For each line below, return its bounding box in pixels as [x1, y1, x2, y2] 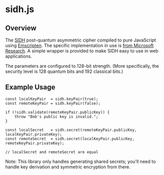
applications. [5, 53, 32, 59]
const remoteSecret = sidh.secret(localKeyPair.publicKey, [5, 136, 135, 141]
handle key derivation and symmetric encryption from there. [5, 163, 131, 170]
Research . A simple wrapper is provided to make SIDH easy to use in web [5, 48, 158, 54]
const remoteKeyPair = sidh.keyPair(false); [5, 101, 101, 106]
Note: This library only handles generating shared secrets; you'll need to [5, 158, 156, 164]
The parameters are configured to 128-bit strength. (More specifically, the [5, 63, 159, 69]
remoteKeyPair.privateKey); [5, 141, 65, 146]
